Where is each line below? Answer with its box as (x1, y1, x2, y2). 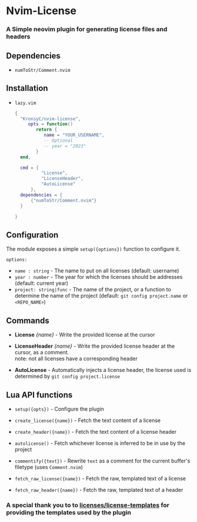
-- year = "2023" (44, 143, 86, 149)
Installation (6, 84, 48, 94)
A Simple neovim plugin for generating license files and (6, 25, 168, 34)
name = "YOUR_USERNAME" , (44, 132, 105, 138)
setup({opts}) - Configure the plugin (14, 405, 105, 413)
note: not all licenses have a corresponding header (14, 355, 138, 363)
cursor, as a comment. (14, 349, 69, 356)
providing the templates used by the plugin (6, 508, 131, 516)
